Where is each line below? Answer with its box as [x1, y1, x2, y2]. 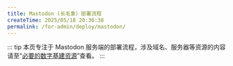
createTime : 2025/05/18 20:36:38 [7, 17, 104, 24]
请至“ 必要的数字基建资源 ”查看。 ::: [7, 51, 106, 60]
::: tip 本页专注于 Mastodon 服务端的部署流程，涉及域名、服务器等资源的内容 [7, 43, 226, 51]
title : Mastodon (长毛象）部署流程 [7, 10, 102, 17]
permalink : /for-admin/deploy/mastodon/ [7, 23, 127, 30]
